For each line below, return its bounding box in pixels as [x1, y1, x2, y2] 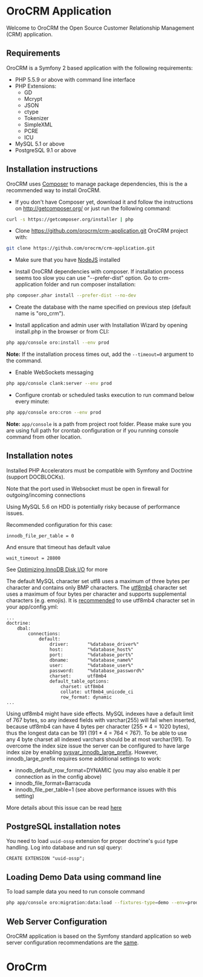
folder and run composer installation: [44, 281, 136, 288]
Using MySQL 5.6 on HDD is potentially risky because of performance [6, 503, 180, 510]
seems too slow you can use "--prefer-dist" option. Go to [14, 274, 158, 282]
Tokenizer [24, 114, 50, 121]
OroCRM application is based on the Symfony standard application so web [6, 932, 192, 940]
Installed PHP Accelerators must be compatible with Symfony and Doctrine [6, 466, 193, 474]
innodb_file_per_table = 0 [6, 533, 74, 539]
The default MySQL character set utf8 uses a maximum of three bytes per [6, 577, 190, 584]
